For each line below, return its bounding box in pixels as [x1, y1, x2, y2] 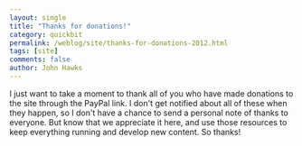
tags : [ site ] [9, 47, 59, 56]
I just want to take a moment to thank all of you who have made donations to [9, 87, 294, 99]
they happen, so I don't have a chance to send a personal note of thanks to [9, 107, 289, 118]
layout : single [9, 13, 67, 23]
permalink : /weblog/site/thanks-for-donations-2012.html [9, 38, 229, 48]
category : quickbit [9, 30, 83, 39]
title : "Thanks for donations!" [9, 22, 131, 31]
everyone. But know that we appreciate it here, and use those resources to [9, 116, 288, 127]
